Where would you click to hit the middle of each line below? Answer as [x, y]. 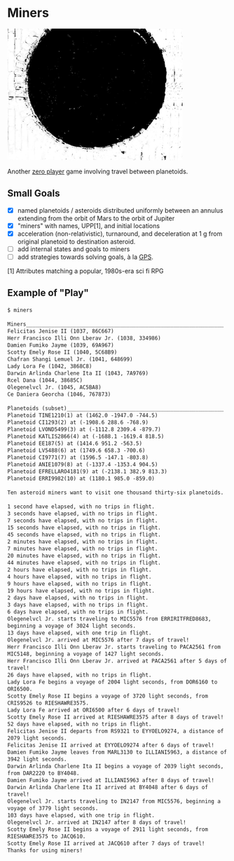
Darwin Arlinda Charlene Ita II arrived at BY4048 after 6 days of [108, 787]
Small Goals [34, 193]
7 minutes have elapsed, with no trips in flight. [83, 549]
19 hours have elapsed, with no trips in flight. [81, 591]
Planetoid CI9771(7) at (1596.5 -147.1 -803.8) [78, 458]
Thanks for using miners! [45, 850]
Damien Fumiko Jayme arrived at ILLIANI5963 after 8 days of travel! [111, 780]
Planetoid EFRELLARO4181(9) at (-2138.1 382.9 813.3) [88, 472]
